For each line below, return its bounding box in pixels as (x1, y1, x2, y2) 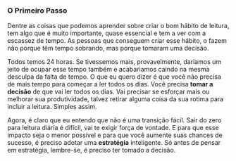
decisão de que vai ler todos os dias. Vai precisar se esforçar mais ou (7, 87, 210, 96)
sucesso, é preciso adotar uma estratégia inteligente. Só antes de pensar (7, 139, 221, 147)
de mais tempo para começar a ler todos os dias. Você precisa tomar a (7, 80, 213, 89)
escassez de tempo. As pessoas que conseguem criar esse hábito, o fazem (7, 37, 227, 45)
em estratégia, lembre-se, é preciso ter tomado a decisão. (7, 146, 176, 155)
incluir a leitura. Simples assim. (7, 103, 97, 111)
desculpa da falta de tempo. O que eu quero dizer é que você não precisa (7, 72, 222, 81)
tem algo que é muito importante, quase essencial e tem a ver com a (7, 29, 206, 37)
